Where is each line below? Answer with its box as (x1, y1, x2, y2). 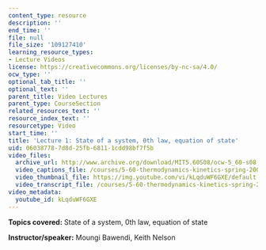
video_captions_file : (15, 166, 87, 174)
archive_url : (15, 159, 59, 167)
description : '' (8, 19, 62, 27)
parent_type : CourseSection (8, 100, 101, 108)
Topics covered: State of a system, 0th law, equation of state (8, 217, 208, 226)
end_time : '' (8, 26, 51, 34)
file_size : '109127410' (8, 41, 87, 49)
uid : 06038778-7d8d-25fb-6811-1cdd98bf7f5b (8, 144, 154, 152)
